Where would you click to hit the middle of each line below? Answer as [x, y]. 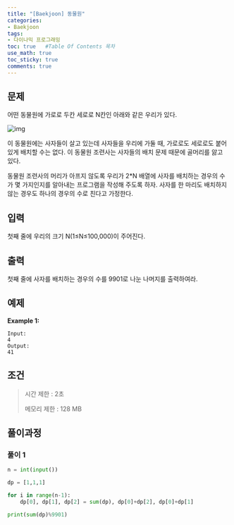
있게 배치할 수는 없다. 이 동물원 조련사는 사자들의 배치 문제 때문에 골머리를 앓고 [115, 152]
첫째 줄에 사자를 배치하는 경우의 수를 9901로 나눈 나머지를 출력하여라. [103, 279]
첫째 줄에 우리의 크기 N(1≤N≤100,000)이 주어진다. [76, 236]
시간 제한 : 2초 [44, 394]
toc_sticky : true [33, 60]
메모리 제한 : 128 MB [53, 409]
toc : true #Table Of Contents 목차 [61, 47]
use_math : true [30, 54]
